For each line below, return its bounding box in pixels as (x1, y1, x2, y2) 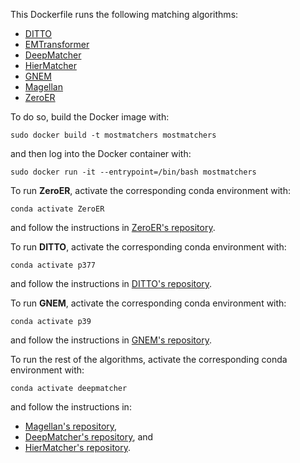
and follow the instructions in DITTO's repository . (10, 278, 213, 289)
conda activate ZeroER (10, 204, 105, 214)
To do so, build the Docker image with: (10, 111, 170, 123)
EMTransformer (24, 39, 90, 50)
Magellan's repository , (24, 420, 118, 432)
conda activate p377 (10, 260, 97, 270)
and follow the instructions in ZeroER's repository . (10, 222, 216, 233)
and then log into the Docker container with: (10, 148, 192, 159)
